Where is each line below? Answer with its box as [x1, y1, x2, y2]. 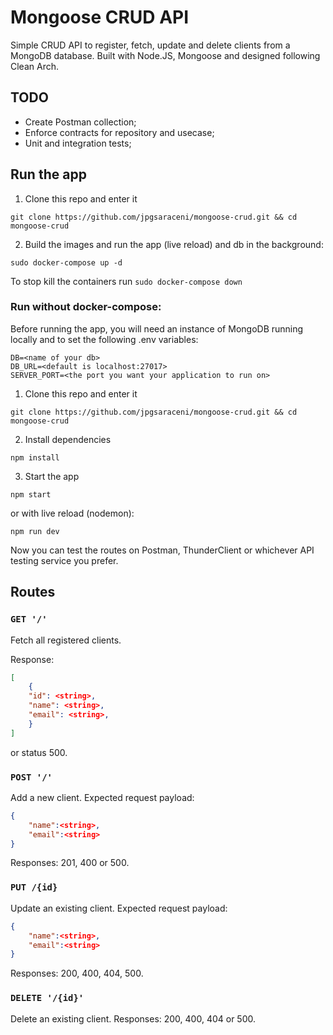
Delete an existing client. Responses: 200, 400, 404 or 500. [10, 1012, 256, 1025]
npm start [10, 489, 52, 500]
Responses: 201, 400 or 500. [10, 857, 130, 869]
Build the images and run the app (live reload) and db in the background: [24, 238, 324, 250]
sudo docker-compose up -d [10, 257, 123, 268]
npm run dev [10, 526, 60, 536]
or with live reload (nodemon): [10, 507, 135, 519]
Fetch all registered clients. [10, 634, 122, 646]
